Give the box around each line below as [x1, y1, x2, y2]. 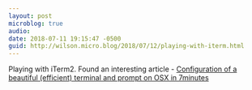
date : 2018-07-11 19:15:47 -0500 [8, 34, 122, 43]
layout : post [8, 11, 53, 20]
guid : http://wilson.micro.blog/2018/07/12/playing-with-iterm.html [8, 42, 245, 50]
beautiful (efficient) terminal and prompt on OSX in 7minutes [8, 73, 209, 83]
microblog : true [8, 19, 63, 28]
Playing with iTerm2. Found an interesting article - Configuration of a [8, 64, 237, 74]
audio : [8, 27, 31, 35]
